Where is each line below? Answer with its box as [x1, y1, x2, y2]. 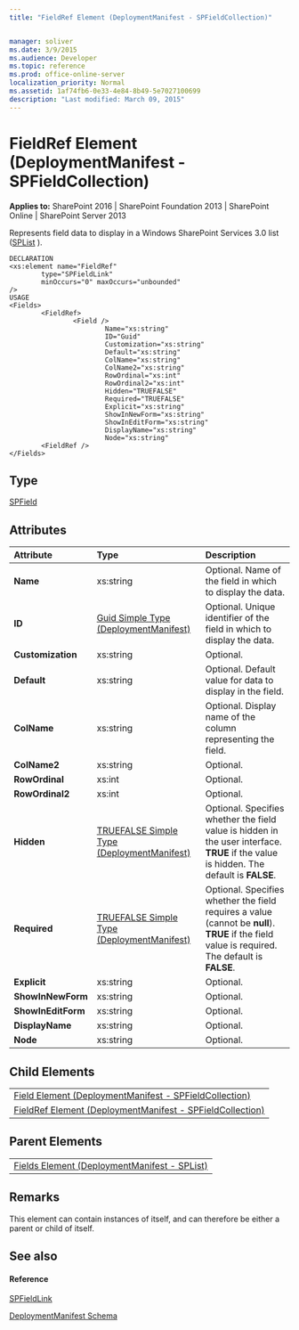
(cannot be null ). [205, 917, 276, 929]
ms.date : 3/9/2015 [9, 45, 77, 54]
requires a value [205, 906, 273, 918]
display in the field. [205, 685, 285, 698]
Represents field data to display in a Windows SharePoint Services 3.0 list [9, 227, 279, 238]
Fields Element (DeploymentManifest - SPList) [13, 1159, 208, 1171]
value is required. [205, 939, 278, 951]
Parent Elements [9, 1134, 102, 1149]
